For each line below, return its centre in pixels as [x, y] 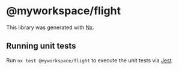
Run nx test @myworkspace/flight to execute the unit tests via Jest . [90, 60]
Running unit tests [41, 46]
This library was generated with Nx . [50, 27]
